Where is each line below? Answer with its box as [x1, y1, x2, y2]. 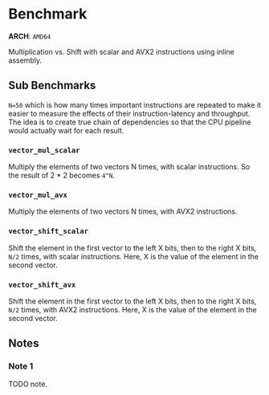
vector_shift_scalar [8, 226, 89, 236]
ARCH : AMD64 [8, 31, 51, 41]
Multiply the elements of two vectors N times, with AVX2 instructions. [8, 206, 238, 217]
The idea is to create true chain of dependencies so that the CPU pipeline [8, 117, 251, 127]
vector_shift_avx [8, 280, 76, 289]
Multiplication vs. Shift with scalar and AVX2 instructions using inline [8, 47, 234, 56]
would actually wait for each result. [8, 125, 124, 135]
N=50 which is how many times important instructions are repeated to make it [8, 100, 262, 109]
